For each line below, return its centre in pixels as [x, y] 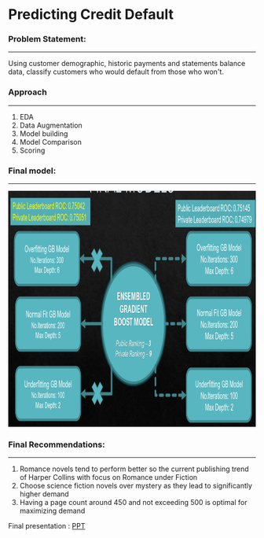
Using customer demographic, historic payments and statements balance [127, 64]
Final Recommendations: [57, 444]
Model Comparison [51, 142]
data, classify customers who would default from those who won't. [116, 72]
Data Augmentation [51, 125]
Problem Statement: [47, 39]
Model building [44, 133]
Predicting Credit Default [91, 15]
